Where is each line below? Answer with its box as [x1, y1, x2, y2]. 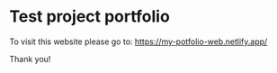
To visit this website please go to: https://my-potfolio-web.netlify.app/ [9, 36, 268, 47]
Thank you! [9, 53, 51, 64]
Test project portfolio [9, 6, 171, 27]
